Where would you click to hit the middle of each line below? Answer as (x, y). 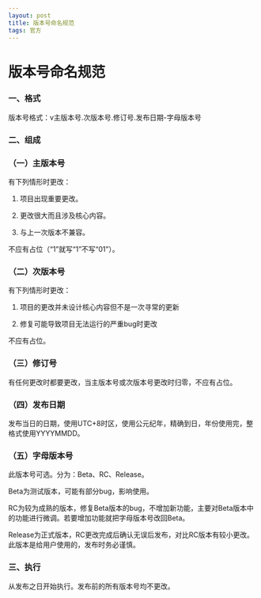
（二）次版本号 (37, 272)
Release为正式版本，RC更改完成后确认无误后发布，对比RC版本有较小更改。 (131, 535)
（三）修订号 (33, 364)
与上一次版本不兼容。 (54, 232)
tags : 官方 (25, 30)
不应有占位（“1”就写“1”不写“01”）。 (64, 249)
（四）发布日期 (37, 405)
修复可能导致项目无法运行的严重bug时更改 (89, 324)
